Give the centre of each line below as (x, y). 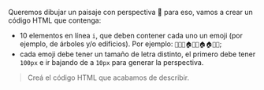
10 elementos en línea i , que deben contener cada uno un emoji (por (131, 36)
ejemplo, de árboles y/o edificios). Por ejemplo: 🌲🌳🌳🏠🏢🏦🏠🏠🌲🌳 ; (121, 44)
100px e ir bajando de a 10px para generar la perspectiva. (112, 62)
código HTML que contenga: (55, 20)
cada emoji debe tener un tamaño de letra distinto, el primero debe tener (138, 54)
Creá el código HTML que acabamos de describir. (108, 77)
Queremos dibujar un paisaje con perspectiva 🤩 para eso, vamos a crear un (131, 12)
